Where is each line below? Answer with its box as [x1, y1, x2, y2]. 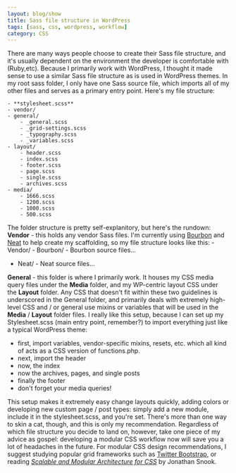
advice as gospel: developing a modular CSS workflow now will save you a [7, 435, 224, 443]
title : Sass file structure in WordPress [7, 17, 131, 24]
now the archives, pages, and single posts [17, 369, 140, 377]
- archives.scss [20, 180, 68, 187]
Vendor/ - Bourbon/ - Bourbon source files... [7, 246, 136, 254]
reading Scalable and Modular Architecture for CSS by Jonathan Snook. [7, 458, 217, 466]
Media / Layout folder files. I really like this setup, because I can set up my [7, 310, 224, 319]
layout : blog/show [7, 10, 61, 18]
